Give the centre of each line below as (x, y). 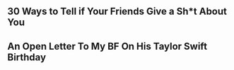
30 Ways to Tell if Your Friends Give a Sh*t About (117, 12)
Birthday (27, 57)
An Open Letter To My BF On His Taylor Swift (107, 46)
